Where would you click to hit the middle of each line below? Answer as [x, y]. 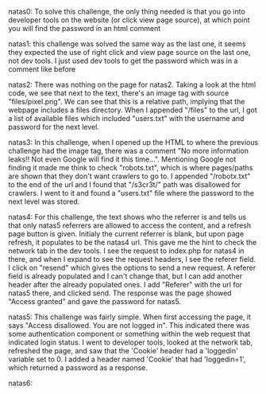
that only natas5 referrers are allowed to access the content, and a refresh [130, 225]
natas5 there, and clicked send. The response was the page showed [120, 293]
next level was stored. [44, 201]
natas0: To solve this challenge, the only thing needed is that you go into [127, 12]
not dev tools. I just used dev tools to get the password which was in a [123, 60]
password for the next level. [54, 127]
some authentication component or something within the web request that [129, 334]
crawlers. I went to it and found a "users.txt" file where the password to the [131, 193]
